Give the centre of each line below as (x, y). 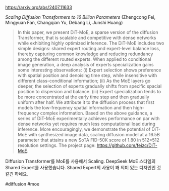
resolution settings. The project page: (57, 145)
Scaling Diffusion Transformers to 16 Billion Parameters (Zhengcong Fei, (80, 17)
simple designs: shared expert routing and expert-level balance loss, (89, 48)
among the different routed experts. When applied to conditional (84, 59)
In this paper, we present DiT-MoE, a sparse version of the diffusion (88, 32)
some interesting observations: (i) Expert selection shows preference (89, 70)
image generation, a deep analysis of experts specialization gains (86, 65)
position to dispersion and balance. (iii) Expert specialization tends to (89, 91)
